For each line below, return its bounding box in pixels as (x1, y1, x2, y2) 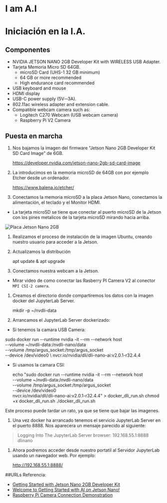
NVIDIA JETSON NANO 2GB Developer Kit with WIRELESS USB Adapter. (12, 59, 161, 65)
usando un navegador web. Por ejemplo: (12, 453, 96, 458)
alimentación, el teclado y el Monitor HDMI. (12, 200, 101, 205)
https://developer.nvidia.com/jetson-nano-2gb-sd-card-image (12, 160, 141, 166)
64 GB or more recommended (19, 75, 82, 81)
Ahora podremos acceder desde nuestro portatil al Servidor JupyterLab (12, 447, 160, 453)
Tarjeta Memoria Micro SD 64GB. (12, 64, 81, 70)
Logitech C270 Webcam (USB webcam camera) (19, 112, 119, 118)
